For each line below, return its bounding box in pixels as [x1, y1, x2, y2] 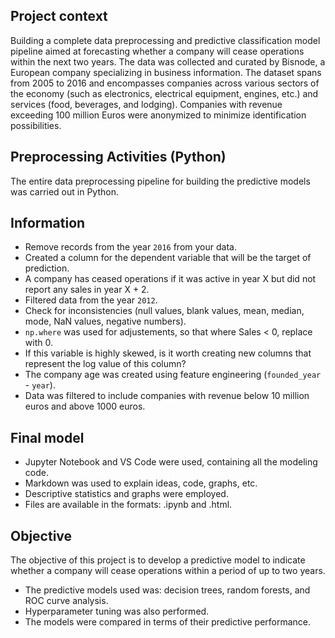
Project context [10, 8, 108, 25]
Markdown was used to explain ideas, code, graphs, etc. [24, 477, 258, 489]
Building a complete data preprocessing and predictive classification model [10, 34, 321, 46]
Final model [10, 429, 85, 446]
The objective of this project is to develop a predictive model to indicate [10, 554, 306, 566]
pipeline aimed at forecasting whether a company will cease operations [10, 45, 305, 57]
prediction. [24, 262, 70, 274]
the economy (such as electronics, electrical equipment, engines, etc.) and [10, 87, 319, 99]
